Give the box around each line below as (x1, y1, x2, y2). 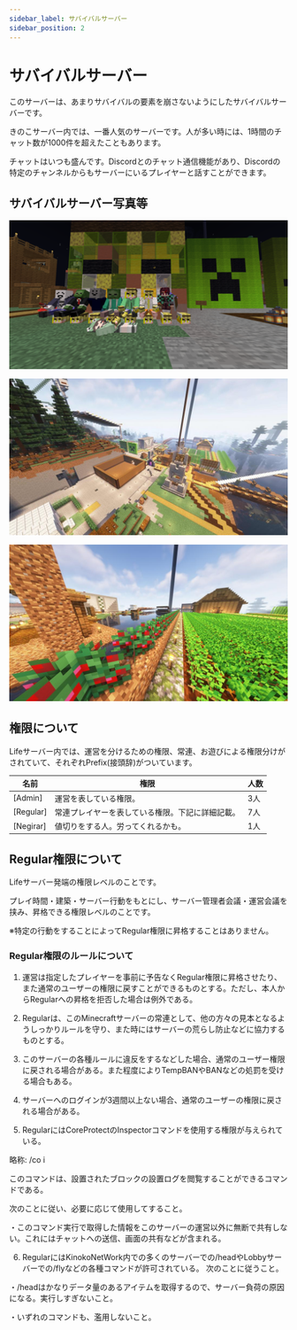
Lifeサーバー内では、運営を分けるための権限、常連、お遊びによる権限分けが (9, 746, 286, 756)
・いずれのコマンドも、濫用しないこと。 (9, 1311, 156, 1322)
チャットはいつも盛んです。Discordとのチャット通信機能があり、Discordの (9, 156, 281, 167)
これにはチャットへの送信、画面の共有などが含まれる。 (24, 1233, 226, 1243)
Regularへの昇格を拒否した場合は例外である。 (29, 994, 198, 1004)
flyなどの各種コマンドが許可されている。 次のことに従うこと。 (56, 1263, 285, 1273)
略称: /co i (9, 1154, 46, 1164)
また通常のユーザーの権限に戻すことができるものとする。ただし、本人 (21, 983, 278, 994)
